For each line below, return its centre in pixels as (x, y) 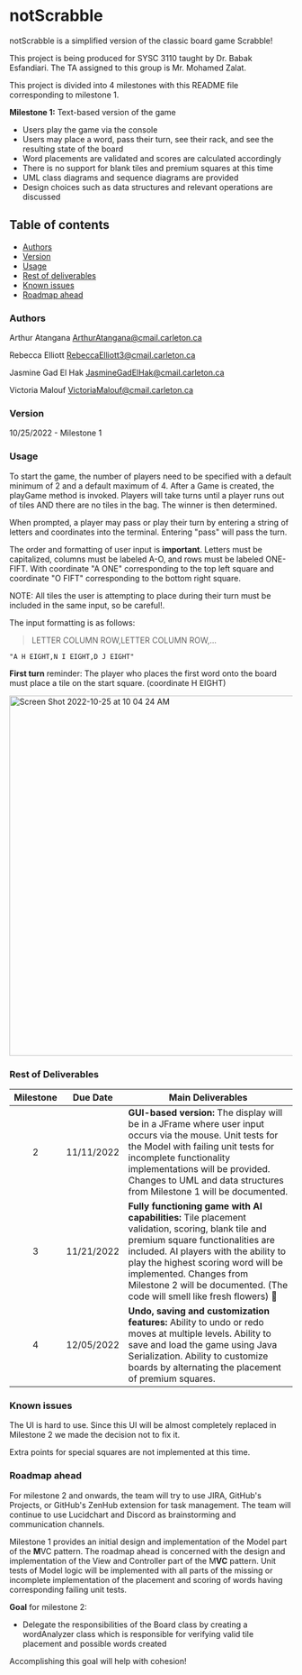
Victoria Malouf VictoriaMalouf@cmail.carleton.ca (102, 390)
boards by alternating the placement (204, 1367)
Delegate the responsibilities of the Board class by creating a (135, 1625)
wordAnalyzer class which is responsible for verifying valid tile (138, 1634)
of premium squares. (172, 1378)
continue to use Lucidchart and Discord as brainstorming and (123, 1515)
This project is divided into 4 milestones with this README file (124, 85)
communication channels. (57, 1524)
